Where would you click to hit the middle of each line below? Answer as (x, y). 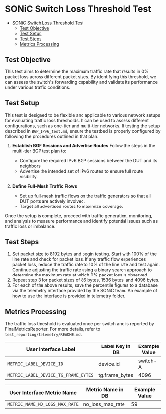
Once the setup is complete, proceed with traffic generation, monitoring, (79, 216)
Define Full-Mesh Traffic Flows (45, 186)
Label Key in (116, 346)
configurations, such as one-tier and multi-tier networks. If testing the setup (83, 126)
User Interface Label (51, 349)
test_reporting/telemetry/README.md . (43, 334)
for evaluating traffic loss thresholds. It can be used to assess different (77, 120)
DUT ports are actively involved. (52, 201)
